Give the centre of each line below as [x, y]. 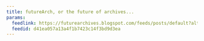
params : [16, 17]
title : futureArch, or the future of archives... [70, 12]
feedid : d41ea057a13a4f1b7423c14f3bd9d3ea [66, 29]
